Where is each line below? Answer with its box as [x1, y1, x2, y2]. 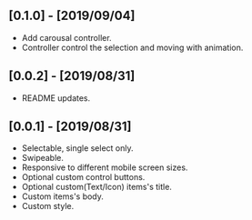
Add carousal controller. [21, 32, 112, 43]
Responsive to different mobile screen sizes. [21, 162, 188, 173]
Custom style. [21, 201, 75, 212]
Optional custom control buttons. [21, 172, 146, 183]
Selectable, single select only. [21, 143, 134, 154]
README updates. [21, 92, 91, 104]
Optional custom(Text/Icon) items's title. [21, 182, 172, 193]
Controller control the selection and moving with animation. [21, 42, 244, 53]
